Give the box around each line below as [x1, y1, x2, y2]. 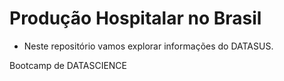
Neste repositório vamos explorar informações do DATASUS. [23, 40, 274, 52]
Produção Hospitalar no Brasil [9, 7, 262, 30]
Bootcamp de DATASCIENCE [9, 59, 128, 71]
